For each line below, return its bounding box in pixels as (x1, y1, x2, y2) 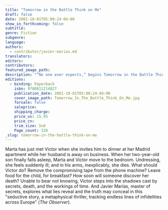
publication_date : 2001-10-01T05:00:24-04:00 (14, 91, 111, 96)
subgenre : (5, 35, 26, 40)
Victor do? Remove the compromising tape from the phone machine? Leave (5, 168, 161, 174)
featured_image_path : (5, 68, 50, 73)
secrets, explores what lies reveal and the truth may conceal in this (5, 189, 142, 195)
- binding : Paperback (9, 81, 55, 86)
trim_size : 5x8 (14, 123, 46, 128)
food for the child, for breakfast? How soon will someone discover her (5, 173, 149, 179)
